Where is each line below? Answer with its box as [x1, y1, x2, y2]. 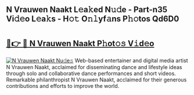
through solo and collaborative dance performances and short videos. [6, 70, 176, 77]
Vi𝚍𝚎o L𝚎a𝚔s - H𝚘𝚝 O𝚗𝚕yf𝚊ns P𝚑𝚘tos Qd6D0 [6, 14, 179, 24]
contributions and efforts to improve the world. [6, 83, 120, 89]
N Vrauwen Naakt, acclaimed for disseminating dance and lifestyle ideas [6, 64, 183, 70]
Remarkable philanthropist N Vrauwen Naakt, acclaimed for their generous [6, 76, 187, 83]
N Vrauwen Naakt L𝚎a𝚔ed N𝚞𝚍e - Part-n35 [6, 5, 168, 15]
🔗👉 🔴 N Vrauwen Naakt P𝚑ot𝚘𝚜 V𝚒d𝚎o [6, 38, 154, 48]
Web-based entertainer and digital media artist [74, 57, 189, 64]
